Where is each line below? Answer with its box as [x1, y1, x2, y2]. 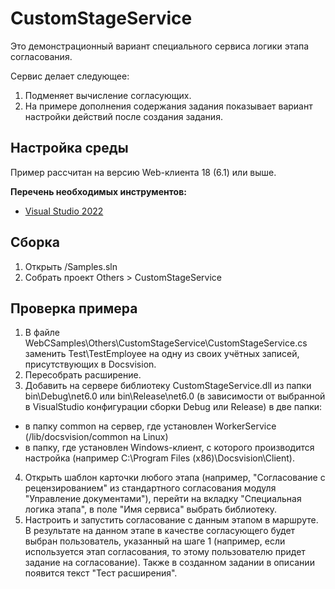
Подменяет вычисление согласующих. [24, 89, 192, 101]
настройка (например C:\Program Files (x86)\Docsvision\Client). [24, 452, 295, 464]
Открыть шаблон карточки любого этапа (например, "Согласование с [24, 472, 326, 484]
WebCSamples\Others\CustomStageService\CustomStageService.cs [24, 337, 308, 349]
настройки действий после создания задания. [24, 110, 223, 122]
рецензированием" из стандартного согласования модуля [24, 482, 277, 494]
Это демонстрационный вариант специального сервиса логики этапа [10, 40, 310, 52]
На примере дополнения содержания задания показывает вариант [24, 100, 313, 112]
